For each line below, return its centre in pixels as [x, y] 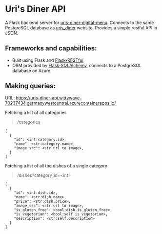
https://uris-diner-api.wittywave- [49, 98]
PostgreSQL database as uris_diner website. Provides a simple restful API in [81, 27]
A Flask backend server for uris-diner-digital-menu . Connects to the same [80, 23]
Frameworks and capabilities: [51, 48]
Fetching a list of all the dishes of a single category [56, 165]
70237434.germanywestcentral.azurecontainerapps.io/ [61, 103]
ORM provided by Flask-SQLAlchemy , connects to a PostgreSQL [77, 65]
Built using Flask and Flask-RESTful [48, 60]
